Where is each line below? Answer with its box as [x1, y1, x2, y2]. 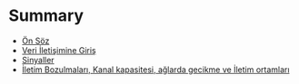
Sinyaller [21, 54, 55, 65]
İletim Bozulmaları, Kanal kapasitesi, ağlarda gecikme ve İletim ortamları [21, 64, 290, 75]
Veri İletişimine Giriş [21, 44, 96, 55]
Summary [8, 5, 84, 26]
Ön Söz [21, 35, 50, 46]
